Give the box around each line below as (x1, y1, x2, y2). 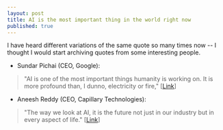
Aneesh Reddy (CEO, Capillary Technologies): (16, 95, 146, 103)
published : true (7, 22, 53, 29)
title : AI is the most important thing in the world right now (7, 16, 192, 23)
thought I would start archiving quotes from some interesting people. (7, 48, 200, 56)
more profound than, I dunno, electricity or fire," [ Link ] (23, 82, 176, 91)
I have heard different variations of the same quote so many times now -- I (7, 42, 217, 50)
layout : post (7, 10, 44, 17)
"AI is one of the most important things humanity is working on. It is (23, 75, 213, 83)
